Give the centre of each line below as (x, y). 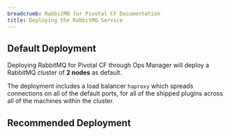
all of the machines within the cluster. (61, 101)
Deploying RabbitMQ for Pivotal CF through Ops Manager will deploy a (108, 65)
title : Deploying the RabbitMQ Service (65, 20)
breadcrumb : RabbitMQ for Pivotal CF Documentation (84, 14)
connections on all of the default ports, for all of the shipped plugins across (115, 93)
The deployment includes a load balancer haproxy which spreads (100, 86)
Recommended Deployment (69, 123)
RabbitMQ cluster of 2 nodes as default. (65, 73)
